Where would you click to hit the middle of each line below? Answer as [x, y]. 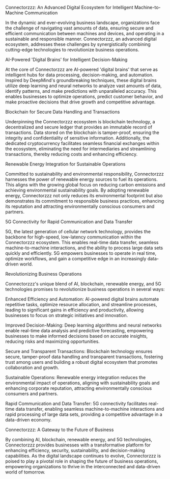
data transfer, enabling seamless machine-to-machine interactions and [90, 409]
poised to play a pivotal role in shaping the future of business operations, [82, 461]
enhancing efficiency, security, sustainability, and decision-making [75, 450]
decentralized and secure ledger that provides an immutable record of [79, 127]
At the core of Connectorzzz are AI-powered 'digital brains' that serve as [82, 69]
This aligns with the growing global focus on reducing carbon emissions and [85, 185]
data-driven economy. [29, 420]
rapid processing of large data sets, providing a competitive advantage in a [84, 414]
